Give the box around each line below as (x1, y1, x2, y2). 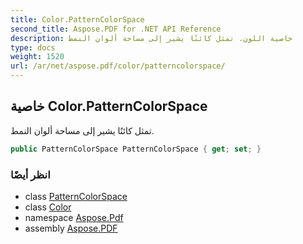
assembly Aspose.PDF (24, 222, 118, 234)
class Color (24, 201, 72, 213)
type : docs (10, 42, 56, 53)
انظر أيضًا (10, 167, 51, 181)
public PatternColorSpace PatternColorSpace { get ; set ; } (10, 144, 262, 154)
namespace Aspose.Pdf (24, 211, 124, 223)
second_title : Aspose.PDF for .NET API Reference (10, 24, 222, 34)
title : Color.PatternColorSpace (10, 14, 145, 25)
